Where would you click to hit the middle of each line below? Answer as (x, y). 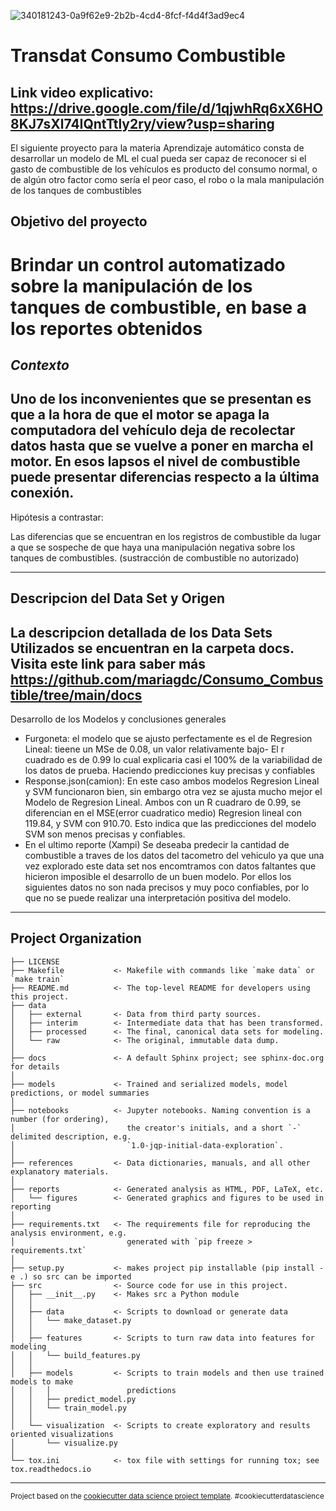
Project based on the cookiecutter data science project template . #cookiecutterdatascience (167, 1496)
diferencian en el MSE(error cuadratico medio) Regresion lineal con (163, 812)
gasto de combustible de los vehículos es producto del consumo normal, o (164, 169)
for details (35, 1066)
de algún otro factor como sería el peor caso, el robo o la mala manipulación (167, 179)
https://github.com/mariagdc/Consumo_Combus (167, 679)
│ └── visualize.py (64, 1443)
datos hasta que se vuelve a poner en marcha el (162, 446)
